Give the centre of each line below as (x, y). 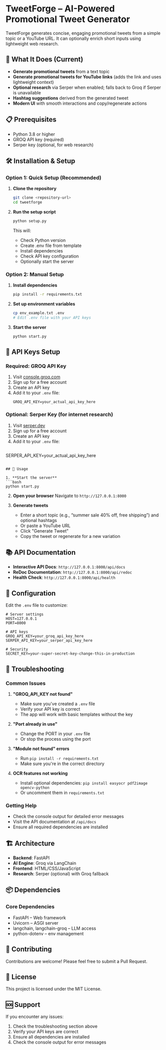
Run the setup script (34, 212)
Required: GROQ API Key (36, 366)
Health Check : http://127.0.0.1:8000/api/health (64, 577)
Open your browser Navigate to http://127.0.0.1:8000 (70, 496)
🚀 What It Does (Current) (44, 60)
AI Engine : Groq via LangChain (44, 863)
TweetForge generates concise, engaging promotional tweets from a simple (83, 33)
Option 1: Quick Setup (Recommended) (53, 178)
